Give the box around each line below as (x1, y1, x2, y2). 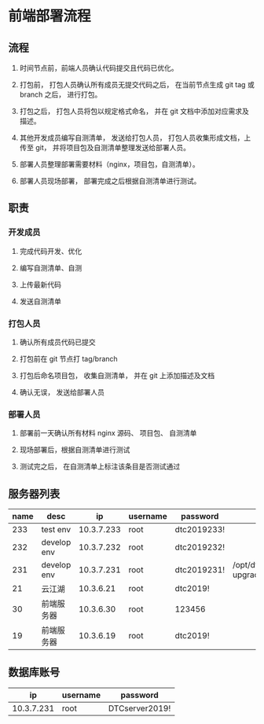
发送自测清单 (19, 296, 61, 306)
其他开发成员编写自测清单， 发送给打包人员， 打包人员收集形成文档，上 (19, 133, 251, 142)
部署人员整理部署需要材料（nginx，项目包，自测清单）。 (19, 160, 200, 169)
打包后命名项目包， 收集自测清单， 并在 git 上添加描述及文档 (19, 370, 215, 380)
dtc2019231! (174, 564, 225, 575)
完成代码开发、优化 (19, 246, 82, 255)
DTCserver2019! (108, 703, 171, 714)
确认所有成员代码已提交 (19, 337, 96, 347)
